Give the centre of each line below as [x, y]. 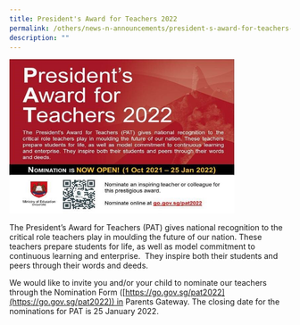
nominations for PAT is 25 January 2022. [84, 312]
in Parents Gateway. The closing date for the [198, 302]
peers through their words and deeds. [79, 266]
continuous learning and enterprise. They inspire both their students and [144, 256]
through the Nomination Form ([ [67, 292]
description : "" [39, 37]
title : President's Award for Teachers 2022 [93, 19]
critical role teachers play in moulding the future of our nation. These [136, 237]
